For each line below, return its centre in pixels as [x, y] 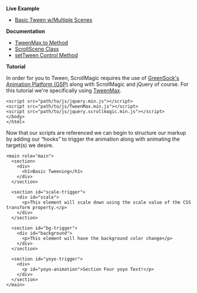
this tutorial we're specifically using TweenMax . [64, 90]
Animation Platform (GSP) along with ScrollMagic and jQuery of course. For [97, 84]
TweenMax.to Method [41, 43]
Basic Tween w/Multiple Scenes [53, 20]
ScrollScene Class [37, 49]
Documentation [26, 31]
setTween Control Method [46, 55]
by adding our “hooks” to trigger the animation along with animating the [93, 139]
